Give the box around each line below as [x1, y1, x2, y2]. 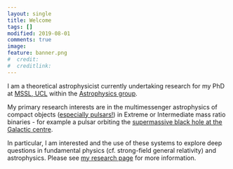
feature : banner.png [7, 50, 68, 57]
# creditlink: [7, 62, 52, 69]
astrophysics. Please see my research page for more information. [7, 154, 197, 162]
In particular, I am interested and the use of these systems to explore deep [7, 138, 222, 147]
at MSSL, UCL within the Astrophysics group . [7, 89, 138, 97]
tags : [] [7, 23, 33, 30]
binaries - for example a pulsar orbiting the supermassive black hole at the [7, 117, 222, 126]
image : [7, 43, 27, 50]
